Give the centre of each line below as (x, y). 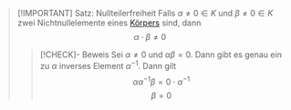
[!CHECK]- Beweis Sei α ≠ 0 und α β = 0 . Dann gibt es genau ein (161, 55)
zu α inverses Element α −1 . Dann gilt (108, 65)
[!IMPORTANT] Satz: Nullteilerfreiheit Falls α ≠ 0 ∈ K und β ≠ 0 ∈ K (145, 13)
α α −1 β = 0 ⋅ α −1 (161, 81)
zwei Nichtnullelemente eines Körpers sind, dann (109, 23)
